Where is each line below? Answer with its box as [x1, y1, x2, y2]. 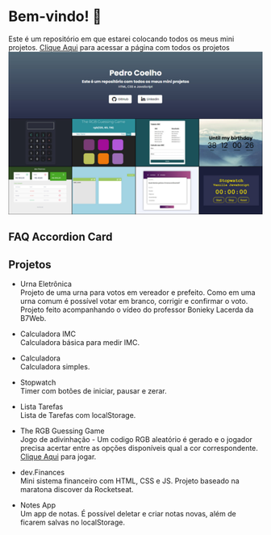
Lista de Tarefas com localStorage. [19, 411, 136, 420]
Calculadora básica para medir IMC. [19, 338, 140, 348]
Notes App [19, 500, 56, 510]
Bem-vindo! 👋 [8, 7, 102, 26]
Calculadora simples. [19, 362, 90, 372]
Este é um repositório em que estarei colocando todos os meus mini [8, 34, 235, 44]
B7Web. [19, 314, 47, 323]
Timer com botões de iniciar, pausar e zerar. [19, 386, 167, 396]
